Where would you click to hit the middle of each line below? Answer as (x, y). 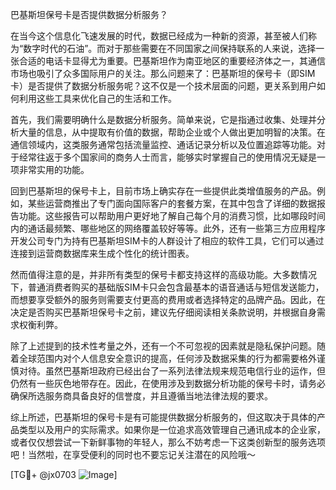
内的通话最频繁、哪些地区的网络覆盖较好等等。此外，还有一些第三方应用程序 (168, 228)
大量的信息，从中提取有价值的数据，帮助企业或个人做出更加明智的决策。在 (172, 132)
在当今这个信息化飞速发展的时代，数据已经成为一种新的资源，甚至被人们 (159, 36)
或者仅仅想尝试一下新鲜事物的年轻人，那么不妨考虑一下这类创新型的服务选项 (168, 442)
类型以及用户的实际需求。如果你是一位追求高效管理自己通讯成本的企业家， (172, 429)
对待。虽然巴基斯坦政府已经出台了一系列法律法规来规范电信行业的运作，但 (172, 371)
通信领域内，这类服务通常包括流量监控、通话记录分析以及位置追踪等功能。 (163, 144)
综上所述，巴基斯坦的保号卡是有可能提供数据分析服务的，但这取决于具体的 (163, 417)
